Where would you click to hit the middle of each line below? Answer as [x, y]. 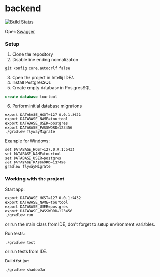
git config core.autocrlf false [37, 68]
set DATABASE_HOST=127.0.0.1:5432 [40, 150]
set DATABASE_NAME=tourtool [33, 154]
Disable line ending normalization [45, 60]
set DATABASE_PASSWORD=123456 [36, 163]
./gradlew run [19, 215]
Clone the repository [32, 54]
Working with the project [35, 179]
